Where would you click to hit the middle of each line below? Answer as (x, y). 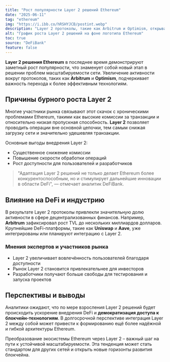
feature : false (21, 48)
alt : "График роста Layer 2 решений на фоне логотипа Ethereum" (74, 33)
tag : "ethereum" (22, 19)
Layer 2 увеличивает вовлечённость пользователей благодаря (81, 258)
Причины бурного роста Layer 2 (58, 99)
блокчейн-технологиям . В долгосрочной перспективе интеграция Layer (84, 318)
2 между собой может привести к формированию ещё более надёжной (83, 324)
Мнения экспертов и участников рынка (57, 247)
